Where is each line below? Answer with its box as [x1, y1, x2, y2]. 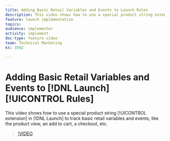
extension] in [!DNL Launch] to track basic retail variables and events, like [5, 115, 159, 121]
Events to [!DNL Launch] [5, 82, 110, 94]
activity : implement [5, 31, 49, 36]
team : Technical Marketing [5, 41, 62, 46]
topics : [5, 21, 22, 27]
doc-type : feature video [5, 36, 58, 41]
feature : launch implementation [5, 17, 73, 22]
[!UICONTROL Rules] [5, 93, 94, 104]
